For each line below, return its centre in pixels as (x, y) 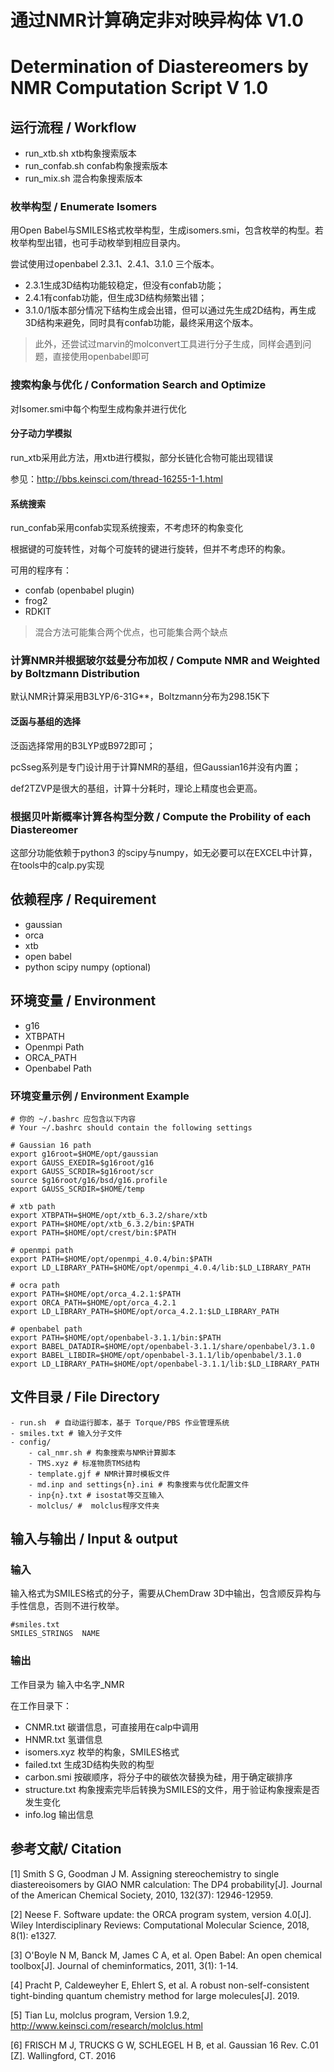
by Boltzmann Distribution (75, 674)
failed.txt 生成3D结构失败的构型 (89, 1764)
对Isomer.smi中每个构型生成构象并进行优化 (98, 408)
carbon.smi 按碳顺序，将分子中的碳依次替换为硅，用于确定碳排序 (158, 1777)
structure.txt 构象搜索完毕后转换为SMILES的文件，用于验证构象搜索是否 (172, 1789)
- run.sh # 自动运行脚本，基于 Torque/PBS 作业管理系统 (120, 1422)
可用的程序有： (41, 570)
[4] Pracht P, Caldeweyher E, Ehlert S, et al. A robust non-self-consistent (160, 1985)
